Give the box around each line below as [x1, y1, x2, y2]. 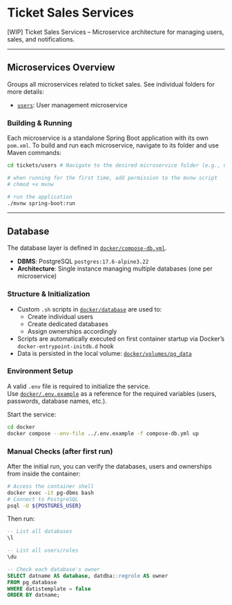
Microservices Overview [7, 62, 115, 73]
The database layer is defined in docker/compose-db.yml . [7, 244, 167, 252]
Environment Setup [7, 366, 74, 376]
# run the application [7, 193, 72, 200]
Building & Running [7, 118, 72, 127]
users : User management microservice [17, 100, 128, 109]
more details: [7, 87, 45, 96]
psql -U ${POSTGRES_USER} [7, 502, 81, 509]
